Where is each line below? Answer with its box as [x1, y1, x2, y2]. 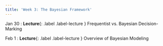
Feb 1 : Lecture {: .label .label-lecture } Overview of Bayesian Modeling [5, 35, 149, 41]
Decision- [138, 21, 159, 26]
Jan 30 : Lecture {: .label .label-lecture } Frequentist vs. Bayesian [5, 21, 138, 26]
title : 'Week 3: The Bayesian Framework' [5, 7, 92, 12]
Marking [5, 25, 22, 32]
